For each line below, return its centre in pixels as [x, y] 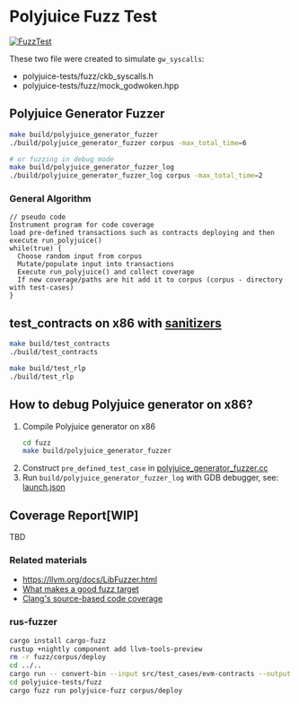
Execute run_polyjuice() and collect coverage [106, 272]
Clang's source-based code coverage [92, 599]
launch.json [44, 487]
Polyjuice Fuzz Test [83, 17]
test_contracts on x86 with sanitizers [115, 323]
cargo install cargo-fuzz [57, 640]
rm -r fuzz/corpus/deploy [57, 657]
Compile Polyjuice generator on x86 [88, 426]
